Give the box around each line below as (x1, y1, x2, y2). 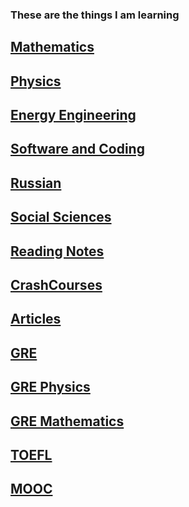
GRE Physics (10, 379, 91, 396)
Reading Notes (10, 243, 105, 260)
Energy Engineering (10, 107, 137, 124)
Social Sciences (10, 209, 112, 226)
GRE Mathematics (10, 413, 125, 430)
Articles (10, 311, 62, 328)
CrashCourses (10, 277, 103, 294)
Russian (10, 174, 62, 192)
